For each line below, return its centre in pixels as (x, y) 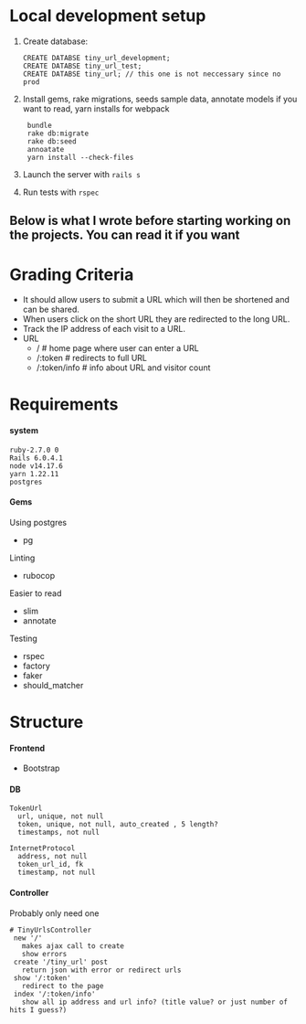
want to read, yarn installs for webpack (96, 108)
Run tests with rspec (61, 192)
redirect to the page (63, 986)
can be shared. (51, 309)
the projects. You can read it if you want (125, 235)
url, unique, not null (61, 816)
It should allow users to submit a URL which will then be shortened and (156, 300)
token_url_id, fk (51, 865)
